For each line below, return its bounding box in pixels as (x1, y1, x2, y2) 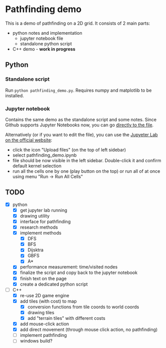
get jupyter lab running (20, 207, 67, 213)
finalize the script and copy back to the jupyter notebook (20, 269, 138, 275)
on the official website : (5, 137, 53, 143)
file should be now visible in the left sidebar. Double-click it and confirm (12, 157, 161, 163)
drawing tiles (27, 309, 54, 315)
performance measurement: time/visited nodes (20, 264, 118, 270)
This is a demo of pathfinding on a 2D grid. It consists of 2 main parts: (5, 20, 150, 26)
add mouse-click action (20, 321, 69, 327)
